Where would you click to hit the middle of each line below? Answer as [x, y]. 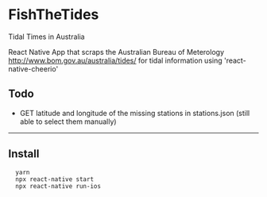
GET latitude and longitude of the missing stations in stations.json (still [135, 113]
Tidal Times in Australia [46, 37]
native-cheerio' [33, 68]
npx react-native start [54, 179]
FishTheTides [54, 15]
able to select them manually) [68, 122]
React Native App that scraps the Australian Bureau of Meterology [116, 52]
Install [24, 154]
